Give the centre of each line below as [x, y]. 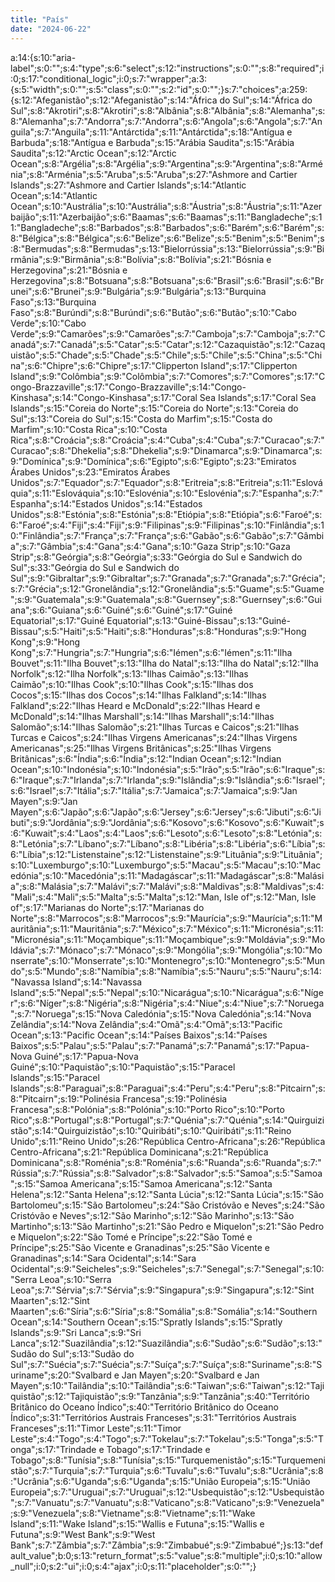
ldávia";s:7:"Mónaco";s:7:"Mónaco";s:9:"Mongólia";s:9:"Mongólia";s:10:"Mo [166, 950]
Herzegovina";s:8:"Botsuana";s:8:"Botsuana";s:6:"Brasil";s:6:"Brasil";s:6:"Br [167, 280]
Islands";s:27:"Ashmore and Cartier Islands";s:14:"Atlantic [128, 185]
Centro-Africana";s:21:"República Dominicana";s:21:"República [139, 1152]
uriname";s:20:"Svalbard [61, 1375]
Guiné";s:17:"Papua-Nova [86, 1056]
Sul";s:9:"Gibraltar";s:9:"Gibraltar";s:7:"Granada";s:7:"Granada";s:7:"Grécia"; [168, 578]
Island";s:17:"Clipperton [249, 365]
